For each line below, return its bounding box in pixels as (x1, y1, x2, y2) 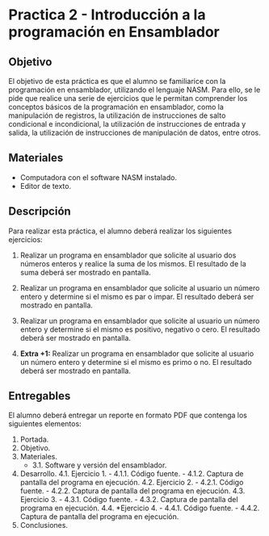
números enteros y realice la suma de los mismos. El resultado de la (19, 258, 246, 268)
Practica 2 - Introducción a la (8, 6, 206, 24)
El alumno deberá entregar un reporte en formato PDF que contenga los (8, 410, 248, 421)
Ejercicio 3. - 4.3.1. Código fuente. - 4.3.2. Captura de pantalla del (19, 495, 238, 505)
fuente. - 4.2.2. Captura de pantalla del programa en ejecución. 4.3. (19, 486, 246, 496)
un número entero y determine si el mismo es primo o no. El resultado (19, 357, 252, 366)
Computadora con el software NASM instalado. (19, 172, 178, 182)
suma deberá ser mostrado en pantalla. (19, 267, 151, 277)
